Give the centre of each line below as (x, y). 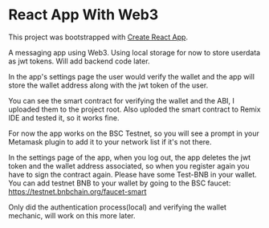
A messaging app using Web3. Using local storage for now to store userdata (134, 52)
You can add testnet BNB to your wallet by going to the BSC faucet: (120, 183)
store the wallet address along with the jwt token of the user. (108, 85)
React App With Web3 (84, 15)
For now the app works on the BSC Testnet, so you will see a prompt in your (134, 133)
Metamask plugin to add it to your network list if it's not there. (110, 141)
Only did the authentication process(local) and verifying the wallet (118, 207)
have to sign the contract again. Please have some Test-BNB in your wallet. (132, 174)
